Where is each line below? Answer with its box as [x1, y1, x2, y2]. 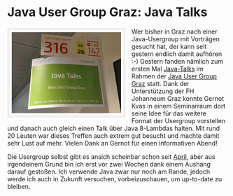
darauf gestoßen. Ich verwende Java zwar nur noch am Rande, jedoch [7, 167, 211, 176]
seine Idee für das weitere [132, 109, 206, 118]
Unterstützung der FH [132, 87, 195, 95]
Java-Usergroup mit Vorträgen [132, 34, 220, 43]
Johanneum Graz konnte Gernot [132, 94, 225, 102]
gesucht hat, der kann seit [132, 42, 207, 50]
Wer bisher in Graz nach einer [132, 27, 218, 36]
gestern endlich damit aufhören [132, 50, 223, 58]
